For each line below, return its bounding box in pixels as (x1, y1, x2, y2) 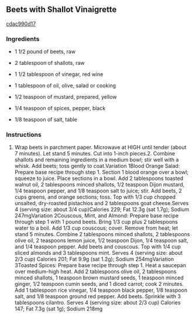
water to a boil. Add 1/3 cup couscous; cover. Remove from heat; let (14, 224, 178, 231)
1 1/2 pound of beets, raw (14, 48, 76, 55)
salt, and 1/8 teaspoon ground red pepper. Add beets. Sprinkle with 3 (14, 293, 181, 300)
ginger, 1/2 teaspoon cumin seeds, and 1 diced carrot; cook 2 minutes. (14, 281, 184, 288)
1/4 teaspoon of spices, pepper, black (14, 105, 106, 112)
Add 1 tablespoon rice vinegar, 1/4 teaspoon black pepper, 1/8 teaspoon (14, 286, 188, 294)
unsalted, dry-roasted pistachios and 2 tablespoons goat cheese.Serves (14, 200, 189, 207)
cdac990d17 (6, 20, 36, 27)
